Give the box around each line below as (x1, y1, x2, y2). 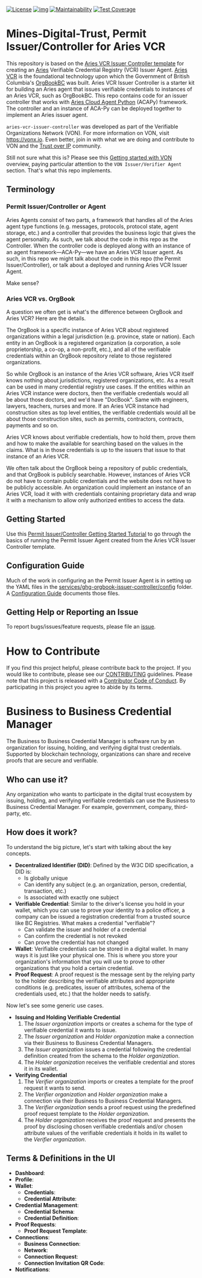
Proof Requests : (14, 1221, 57, 1228)
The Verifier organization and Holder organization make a (24, 1090, 168, 1098)
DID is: (14, 868, 32, 875)
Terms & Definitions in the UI (6, 1153, 116, 1164)
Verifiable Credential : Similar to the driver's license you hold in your (14, 900, 185, 907)
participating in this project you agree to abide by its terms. (6, 684, 153, 691)
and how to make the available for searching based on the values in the (6, 439, 183, 447)
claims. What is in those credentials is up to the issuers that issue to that (6, 446, 186, 453)
